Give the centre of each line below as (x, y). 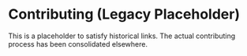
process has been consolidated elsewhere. (78, 44)
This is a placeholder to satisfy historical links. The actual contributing (122, 36)
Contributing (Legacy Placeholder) (124, 14)
